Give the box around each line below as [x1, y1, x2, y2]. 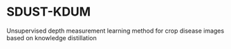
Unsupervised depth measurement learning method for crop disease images [6, 27, 225, 35]
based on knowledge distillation [6, 33, 98, 42]
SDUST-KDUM [6, 4, 91, 20]
